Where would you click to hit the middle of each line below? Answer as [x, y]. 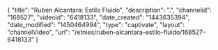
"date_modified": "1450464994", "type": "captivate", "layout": [96, 25]
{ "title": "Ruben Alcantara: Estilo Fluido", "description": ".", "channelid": [110, 10]
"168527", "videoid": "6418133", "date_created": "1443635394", [99, 17]
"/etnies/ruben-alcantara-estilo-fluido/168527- [139, 32]
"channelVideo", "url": [39, 32]
